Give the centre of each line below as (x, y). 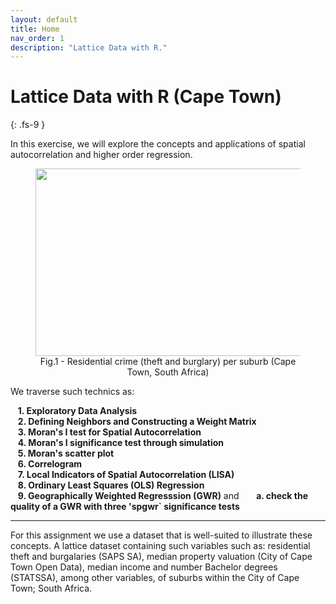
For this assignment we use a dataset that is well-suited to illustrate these (161, 535)
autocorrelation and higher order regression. (101, 155)
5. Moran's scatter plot (66, 453)
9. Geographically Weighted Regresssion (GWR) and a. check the (162, 496)
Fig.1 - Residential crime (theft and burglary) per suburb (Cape (168, 362)
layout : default (44, 19)
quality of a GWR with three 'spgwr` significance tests (125, 507)
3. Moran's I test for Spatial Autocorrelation (109, 432)
